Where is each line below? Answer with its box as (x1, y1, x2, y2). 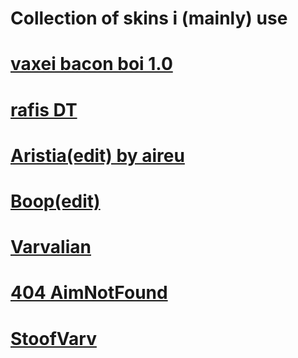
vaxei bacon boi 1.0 (10, 53, 173, 76)
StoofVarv (10, 327, 97, 350)
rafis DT (10, 98, 78, 121)
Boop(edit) (10, 190, 101, 212)
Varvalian (10, 236, 92, 259)
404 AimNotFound (10, 282, 168, 304)
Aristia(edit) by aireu (10, 144, 185, 167)
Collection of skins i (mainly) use (10, 7, 288, 30)
